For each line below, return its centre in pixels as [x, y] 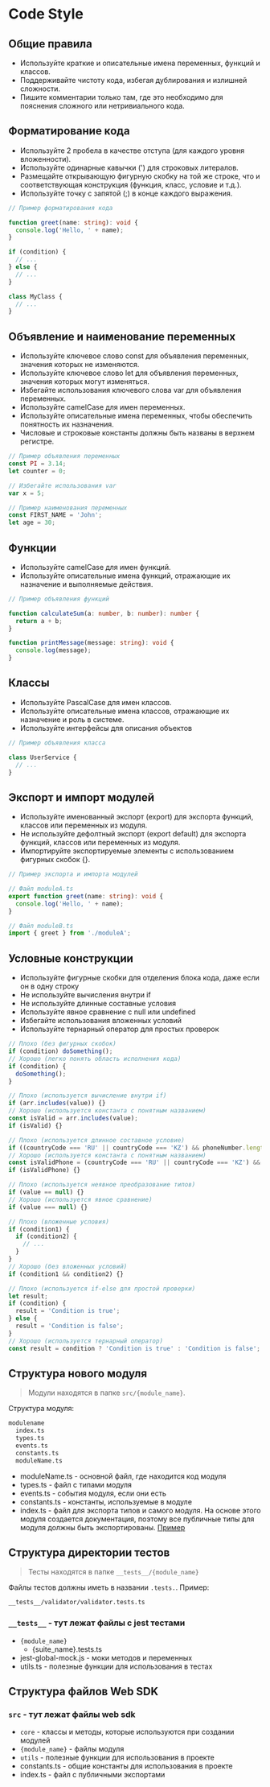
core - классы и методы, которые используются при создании [127, 1732]
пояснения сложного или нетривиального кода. [102, 106]
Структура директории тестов [89, 1552]
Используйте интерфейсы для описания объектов [106, 728]
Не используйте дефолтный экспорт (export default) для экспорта [133, 834]
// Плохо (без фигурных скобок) [62, 1044]
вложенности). [45, 159]
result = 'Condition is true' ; [68, 1311]
